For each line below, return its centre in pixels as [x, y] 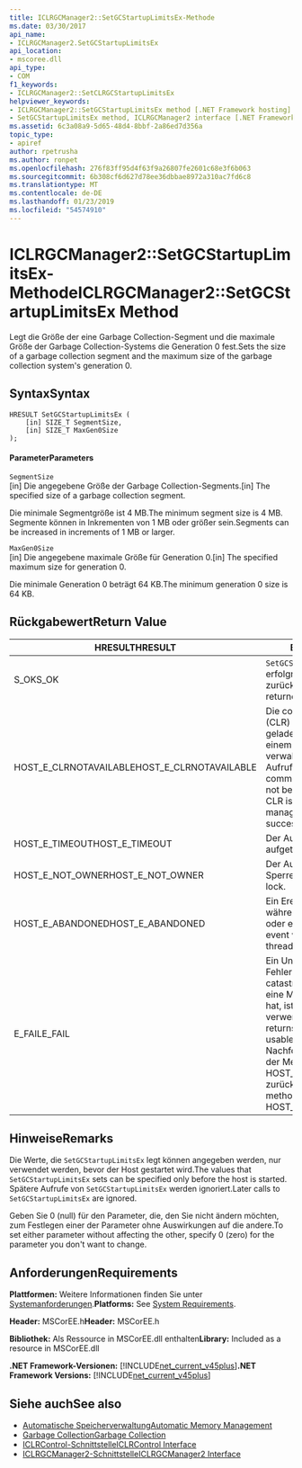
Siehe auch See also [66, 1404]
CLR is [279, 801]
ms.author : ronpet [44, 160]
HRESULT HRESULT [135, 647]
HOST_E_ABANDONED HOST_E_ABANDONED [110, 923]
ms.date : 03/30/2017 [48, 26]
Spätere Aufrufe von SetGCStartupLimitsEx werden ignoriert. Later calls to [145, 1189]
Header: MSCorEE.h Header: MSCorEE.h [84, 1321]
